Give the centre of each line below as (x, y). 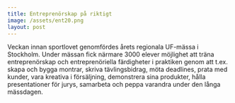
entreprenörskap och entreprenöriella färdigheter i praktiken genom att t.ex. (117, 62)
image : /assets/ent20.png (45, 20)
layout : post (27, 27)
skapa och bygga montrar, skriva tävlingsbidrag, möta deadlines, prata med (117, 69)
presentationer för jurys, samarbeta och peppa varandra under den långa (114, 85)
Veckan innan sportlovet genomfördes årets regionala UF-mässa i (103, 47)
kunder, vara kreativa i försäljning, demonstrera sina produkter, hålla (107, 77)
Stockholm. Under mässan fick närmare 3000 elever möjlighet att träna (111, 54)
